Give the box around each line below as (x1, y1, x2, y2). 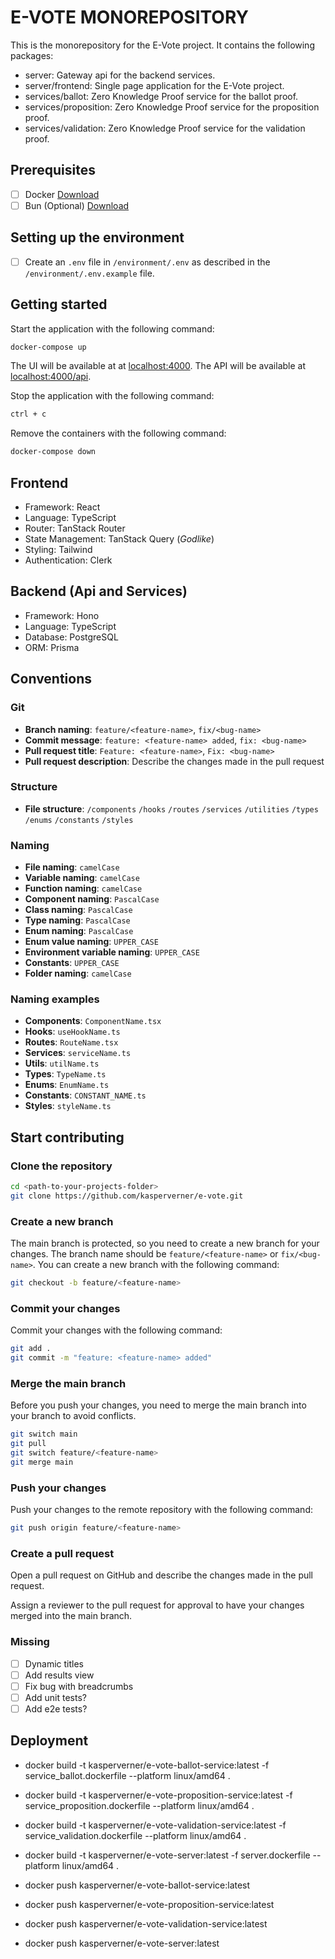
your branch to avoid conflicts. (10, 1410, 137, 1422)
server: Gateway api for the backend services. (24, 69, 216, 81)
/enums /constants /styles (24, 815, 134, 825)
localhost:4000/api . (10, 371, 92, 383)
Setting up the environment (10, 229, 185, 246)
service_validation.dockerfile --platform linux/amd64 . (24, 1829, 247, 1841)
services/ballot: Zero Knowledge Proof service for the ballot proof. (24, 90, 299, 102)
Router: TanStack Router (24, 522, 126, 534)
